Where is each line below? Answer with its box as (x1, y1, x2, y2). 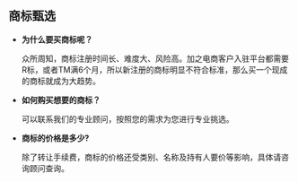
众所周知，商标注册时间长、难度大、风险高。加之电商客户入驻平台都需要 (21, 53, 289, 64)
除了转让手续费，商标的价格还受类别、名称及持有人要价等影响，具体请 (21, 152, 282, 162)
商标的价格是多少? (21, 133, 90, 143)
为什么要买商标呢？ (21, 34, 93, 45)
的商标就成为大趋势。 (21, 75, 101, 86)
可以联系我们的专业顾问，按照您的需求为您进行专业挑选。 (21, 113, 234, 124)
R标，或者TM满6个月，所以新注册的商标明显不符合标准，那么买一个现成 (21, 64, 288, 74)
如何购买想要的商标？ (21, 94, 101, 105)
